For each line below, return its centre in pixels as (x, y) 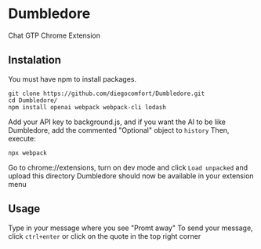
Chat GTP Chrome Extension (54, 35)
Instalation (34, 60)
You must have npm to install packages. (72, 79)
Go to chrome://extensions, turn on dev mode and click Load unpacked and (128, 167)
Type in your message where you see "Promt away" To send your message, (130, 228)
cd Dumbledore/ (33, 100)
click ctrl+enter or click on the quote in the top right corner (105, 236)
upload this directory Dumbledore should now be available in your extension (131, 176)
